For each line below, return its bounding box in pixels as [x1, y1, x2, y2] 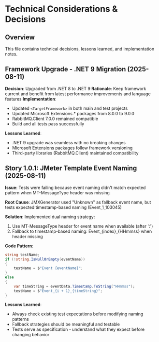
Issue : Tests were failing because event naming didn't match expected [5, 185, 146, 190]
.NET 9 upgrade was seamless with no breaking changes [12, 139, 126, 145]
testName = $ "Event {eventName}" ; [14, 266, 83, 271]
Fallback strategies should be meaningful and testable [12, 322, 120, 327]
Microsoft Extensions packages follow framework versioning [12, 145, 133, 151]
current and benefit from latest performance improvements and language [5, 91, 151, 97]
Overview [5, 33, 35, 41]
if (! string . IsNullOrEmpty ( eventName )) [5, 256, 86, 262]
